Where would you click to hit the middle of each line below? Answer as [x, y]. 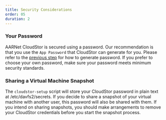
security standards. [25, 68]
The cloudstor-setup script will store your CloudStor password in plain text [82, 91]
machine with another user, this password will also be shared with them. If [81, 102]
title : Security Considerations [39, 10]
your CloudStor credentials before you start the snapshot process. [73, 112]
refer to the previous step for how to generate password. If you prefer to [79, 57]
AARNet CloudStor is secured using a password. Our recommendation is [79, 47]
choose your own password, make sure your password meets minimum [78, 63]
